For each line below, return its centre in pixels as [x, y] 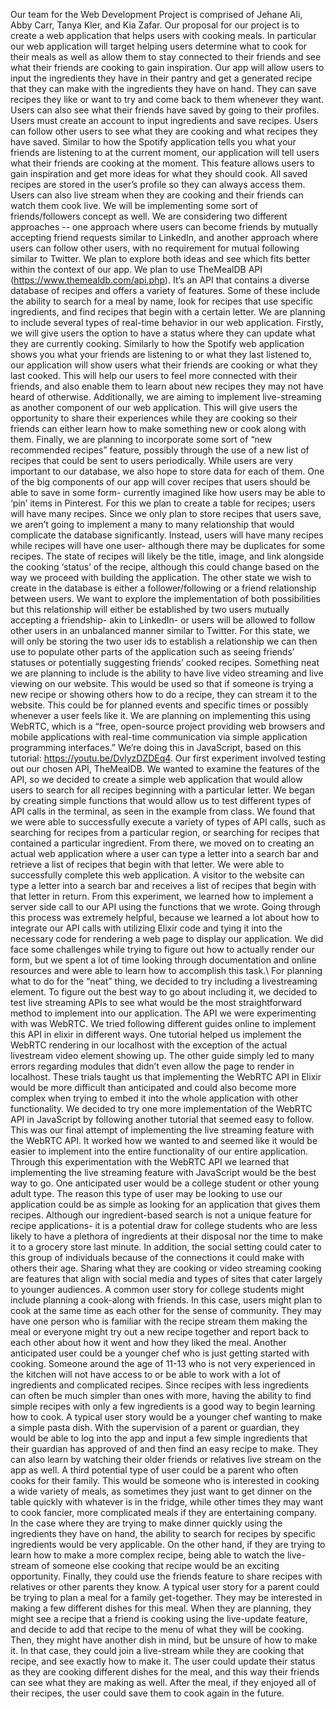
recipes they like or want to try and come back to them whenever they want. [167, 99]
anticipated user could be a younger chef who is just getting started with [160, 1353]
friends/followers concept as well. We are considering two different [149, 216]
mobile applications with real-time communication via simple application [159, 737]
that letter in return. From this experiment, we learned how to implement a [162, 896]
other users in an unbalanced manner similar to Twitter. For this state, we [160, 630]
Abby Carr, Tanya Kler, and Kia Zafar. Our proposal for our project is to [155, 25]
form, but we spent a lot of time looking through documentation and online [163, 960]
